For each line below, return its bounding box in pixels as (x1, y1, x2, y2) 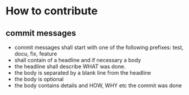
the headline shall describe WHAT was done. (14, 63, 126, 70)
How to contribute (5, 4, 98, 18)
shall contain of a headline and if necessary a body (14, 57, 141, 63)
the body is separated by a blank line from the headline (14, 69, 152, 76)
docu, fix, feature (14, 50, 58, 57)
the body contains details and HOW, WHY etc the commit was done (14, 82, 182, 89)
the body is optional (14, 76, 64, 82)
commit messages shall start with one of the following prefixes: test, (14, 44, 184, 51)
